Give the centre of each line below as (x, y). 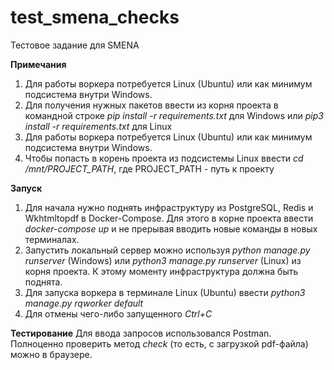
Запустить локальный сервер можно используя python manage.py (167, 250)
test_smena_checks (95, 17)
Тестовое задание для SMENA (75, 45)
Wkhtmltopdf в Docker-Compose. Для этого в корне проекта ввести (169, 218)
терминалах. (52, 239)
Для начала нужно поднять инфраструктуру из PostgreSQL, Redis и (169, 207)
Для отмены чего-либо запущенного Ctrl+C (118, 313)
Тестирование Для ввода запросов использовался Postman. (141, 333)
